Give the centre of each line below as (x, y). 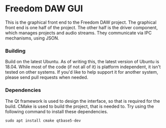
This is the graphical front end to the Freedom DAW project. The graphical (81, 22)
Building (15, 51)
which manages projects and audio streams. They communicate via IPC (79, 33)
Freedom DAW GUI (44, 9)
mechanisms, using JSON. (32, 38)
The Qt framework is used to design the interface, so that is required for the (83, 101)
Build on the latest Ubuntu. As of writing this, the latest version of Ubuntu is (82, 62)
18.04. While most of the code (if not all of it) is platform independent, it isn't (83, 67)
